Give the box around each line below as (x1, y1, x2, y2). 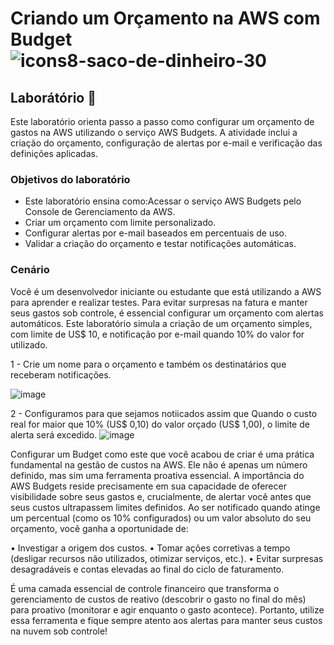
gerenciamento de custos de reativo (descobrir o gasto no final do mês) (10, 593, 307, 605)
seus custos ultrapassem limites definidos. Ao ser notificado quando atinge (10, 501, 321, 513)
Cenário (10, 263, 50, 277)
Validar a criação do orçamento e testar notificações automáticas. (24, 238, 297, 250)
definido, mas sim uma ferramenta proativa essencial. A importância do (10, 469, 305, 481)
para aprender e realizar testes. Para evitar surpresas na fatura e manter (10, 296, 308, 308)
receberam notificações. (10, 368, 112, 381)
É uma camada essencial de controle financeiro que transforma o (10, 582, 280, 594)
